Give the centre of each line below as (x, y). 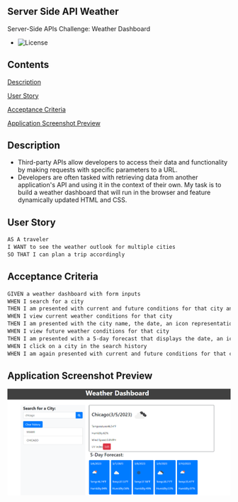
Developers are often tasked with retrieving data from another (108, 177)
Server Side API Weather (63, 12)
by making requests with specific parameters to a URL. (98, 170)
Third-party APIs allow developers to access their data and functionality (123, 162)
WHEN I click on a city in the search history (77, 346)
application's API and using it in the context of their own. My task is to (119, 185)
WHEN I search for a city (45, 301)
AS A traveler (28, 240)
